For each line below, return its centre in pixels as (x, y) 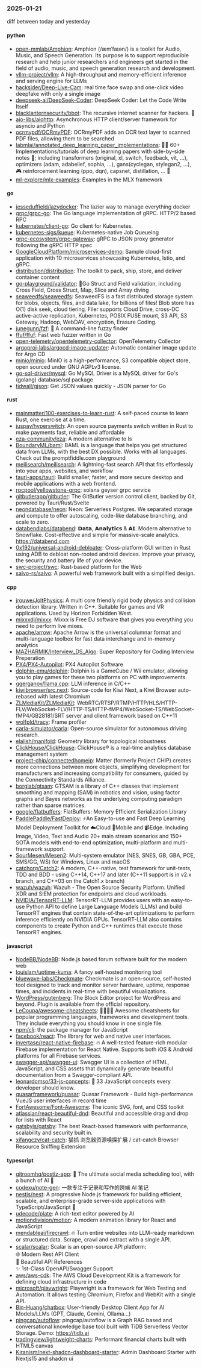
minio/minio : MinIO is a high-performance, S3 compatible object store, (103, 360)
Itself (22, 106)
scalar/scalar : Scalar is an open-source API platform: (81, 1246)
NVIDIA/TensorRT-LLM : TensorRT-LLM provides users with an (93, 900)
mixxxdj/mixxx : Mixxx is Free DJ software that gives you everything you (104, 620)
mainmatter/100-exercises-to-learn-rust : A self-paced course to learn (102, 413)
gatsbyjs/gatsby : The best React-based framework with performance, (102, 1126)
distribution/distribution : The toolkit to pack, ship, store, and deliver (99, 271)
